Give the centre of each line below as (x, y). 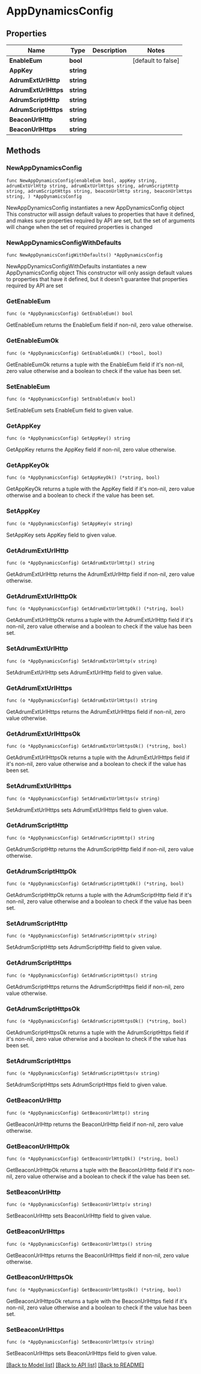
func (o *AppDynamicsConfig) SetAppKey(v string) (70, 523)
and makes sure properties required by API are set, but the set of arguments (100, 220)
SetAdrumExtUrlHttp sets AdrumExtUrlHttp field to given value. (84, 672)
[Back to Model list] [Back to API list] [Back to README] (75, 1365)
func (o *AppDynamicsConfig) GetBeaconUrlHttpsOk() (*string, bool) (94, 1290)
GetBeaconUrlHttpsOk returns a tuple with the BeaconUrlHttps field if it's (97, 1301)
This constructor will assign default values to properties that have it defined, (101, 214)
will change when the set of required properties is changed (79, 227)
